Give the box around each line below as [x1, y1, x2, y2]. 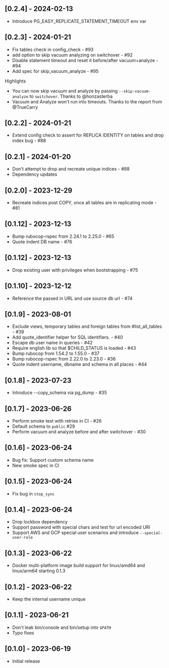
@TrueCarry [12, 104, 39, 110]
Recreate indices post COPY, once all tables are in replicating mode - [12, 200, 157, 206]
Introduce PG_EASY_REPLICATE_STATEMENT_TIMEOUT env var [12, 18, 147, 24]
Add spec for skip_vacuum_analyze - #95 [12, 68, 99, 74]
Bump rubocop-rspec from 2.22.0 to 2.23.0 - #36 [12, 356, 116, 362]
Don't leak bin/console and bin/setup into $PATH [12, 624, 111, 630]
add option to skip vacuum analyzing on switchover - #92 [12, 51, 133, 58]
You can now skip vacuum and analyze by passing [12, 88, 118, 94]
